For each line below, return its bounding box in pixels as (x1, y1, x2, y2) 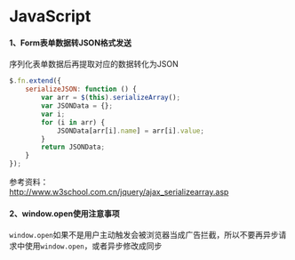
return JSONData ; (41, 142, 105, 152)
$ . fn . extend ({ (9, 77, 62, 85)
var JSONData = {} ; (41, 102, 114, 110)
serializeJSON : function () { (25, 85, 138, 94)
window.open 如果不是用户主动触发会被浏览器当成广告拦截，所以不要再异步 (9, 230, 279, 240)
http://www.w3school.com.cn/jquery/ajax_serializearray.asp (9, 187, 229, 198)
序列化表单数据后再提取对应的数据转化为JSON (9, 59, 179, 69)
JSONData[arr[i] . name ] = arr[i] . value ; (56, 126, 204, 135)
